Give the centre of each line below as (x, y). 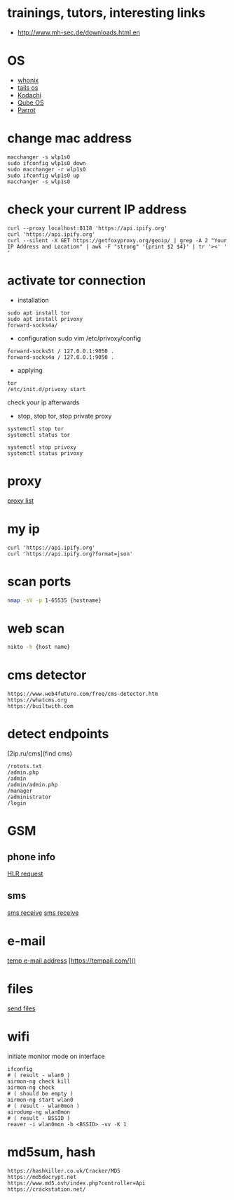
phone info (32, 857)
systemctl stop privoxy (42, 447)
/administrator (29, 797)
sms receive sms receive (43, 912)
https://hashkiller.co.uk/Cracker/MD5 (64, 1171)
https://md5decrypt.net (42, 1177)
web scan (36, 628)
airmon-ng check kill (39, 1081)
